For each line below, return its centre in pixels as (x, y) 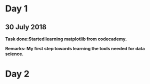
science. (14, 54)
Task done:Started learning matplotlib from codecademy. (66, 39)
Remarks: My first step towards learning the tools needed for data (75, 48)
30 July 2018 (26, 27)
